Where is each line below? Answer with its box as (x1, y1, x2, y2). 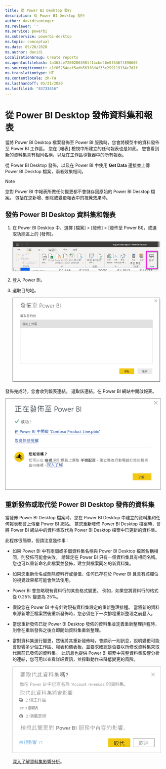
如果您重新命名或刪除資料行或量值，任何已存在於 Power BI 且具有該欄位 (12, 571, 159, 577)
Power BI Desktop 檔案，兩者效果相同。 (5, 168, 86, 174)
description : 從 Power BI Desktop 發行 (5, 13, 85, 18)
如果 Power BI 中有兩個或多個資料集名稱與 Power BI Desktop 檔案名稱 (12, 548, 154, 554)
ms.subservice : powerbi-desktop (5, 34, 72, 39)
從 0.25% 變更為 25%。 (12, 593, 61, 599)
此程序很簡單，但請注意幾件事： (5, 537, 70, 543)
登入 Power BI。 (12, 277, 45, 283)
